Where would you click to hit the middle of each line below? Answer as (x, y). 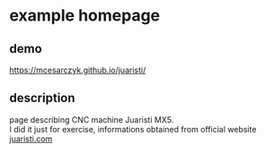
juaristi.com (31, 139)
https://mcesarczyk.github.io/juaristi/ (78, 70)
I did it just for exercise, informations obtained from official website (133, 129)
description (42, 98)
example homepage (85, 16)
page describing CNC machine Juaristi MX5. (92, 119)
